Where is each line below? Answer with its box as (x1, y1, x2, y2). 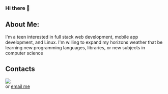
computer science (5, 50, 43, 56)
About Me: (5, 20, 40, 29)
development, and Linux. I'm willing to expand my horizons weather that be (5, 39, 163, 45)
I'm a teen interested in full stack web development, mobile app (5, 34, 138, 40)
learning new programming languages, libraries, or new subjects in (5, 44, 146, 50)
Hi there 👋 (5, 5, 31, 12)
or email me (5, 83, 31, 89)
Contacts (5, 65, 36, 73)
